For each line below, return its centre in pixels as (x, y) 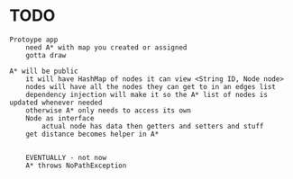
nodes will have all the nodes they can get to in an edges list (151, 86)
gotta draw (46, 55)
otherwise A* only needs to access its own (109, 110)
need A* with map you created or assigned (106, 47)
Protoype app (34, 40)
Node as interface (60, 118)
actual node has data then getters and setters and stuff (153, 126)
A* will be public (44, 71)
